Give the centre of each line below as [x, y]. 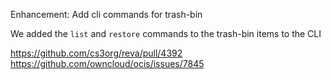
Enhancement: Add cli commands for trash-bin [106, 14]
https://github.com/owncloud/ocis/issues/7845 [107, 63]
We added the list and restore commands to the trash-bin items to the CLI [166, 33]
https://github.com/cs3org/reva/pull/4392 [96, 53]
